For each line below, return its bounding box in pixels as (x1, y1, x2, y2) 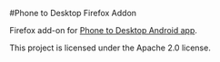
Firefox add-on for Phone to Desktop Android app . (9, 25, 198, 35)
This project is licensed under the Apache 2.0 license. (9, 42, 211, 53)
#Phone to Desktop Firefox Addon (9, 8, 137, 18)
